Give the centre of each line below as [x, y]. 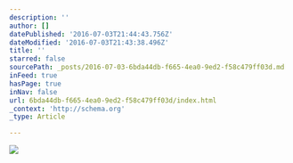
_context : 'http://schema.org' [67, 109]
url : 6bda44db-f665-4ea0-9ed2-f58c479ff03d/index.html [113, 100]
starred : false [37, 59]
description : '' [39, 17]
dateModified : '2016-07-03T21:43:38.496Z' [89, 42]
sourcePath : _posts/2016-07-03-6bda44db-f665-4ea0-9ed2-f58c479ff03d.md [147, 68]
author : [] [29, 26]
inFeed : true [33, 76]
